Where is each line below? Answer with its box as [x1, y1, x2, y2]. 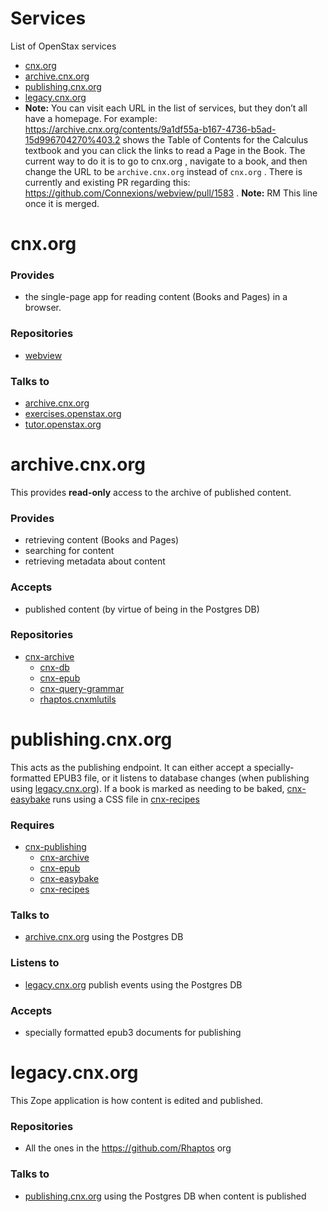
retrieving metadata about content [24, 555, 166, 567]
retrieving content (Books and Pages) [24, 534, 180, 546]
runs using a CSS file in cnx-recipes [52, 793, 200, 805]
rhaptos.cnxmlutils [39, 693, 117, 705]
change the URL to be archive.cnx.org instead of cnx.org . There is [24, 165, 303, 177]
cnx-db [39, 661, 70, 673]
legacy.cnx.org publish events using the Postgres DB [24, 978, 243, 991]
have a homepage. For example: [24, 112, 158, 124]
